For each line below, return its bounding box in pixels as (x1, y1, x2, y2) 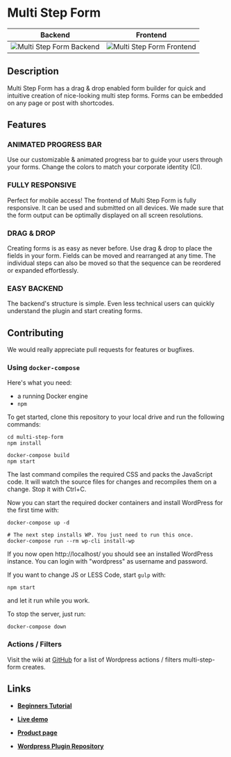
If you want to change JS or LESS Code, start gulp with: (7, 571, 166, 579)
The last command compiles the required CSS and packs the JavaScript (7, 470, 213, 479)
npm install (7, 440, 42, 447)
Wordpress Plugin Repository (17, 742, 104, 750)
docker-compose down (7, 623, 67, 630)
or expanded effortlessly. (7, 266, 79, 275)
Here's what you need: (7, 378, 72, 387)
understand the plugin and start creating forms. (7, 307, 143, 315)
